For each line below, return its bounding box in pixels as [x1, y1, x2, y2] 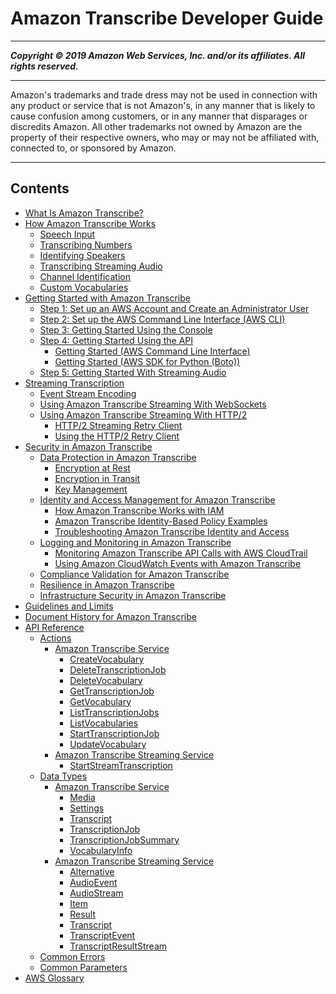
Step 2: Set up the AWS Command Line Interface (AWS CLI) [39, 313, 286, 325]
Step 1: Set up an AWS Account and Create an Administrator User [39, 302, 310, 314]
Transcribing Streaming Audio [39, 260, 163, 272]
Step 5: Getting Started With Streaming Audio [39, 366, 227, 378]
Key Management [54, 483, 128, 495]
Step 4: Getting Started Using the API [39, 334, 194, 346]
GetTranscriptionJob [69, 685, 155, 697]
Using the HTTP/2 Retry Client [54, 430, 180, 442]
